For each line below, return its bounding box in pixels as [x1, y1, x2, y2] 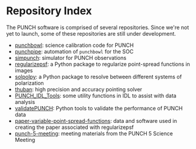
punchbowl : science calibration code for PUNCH [14, 42, 134, 49]
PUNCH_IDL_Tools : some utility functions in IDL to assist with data [14, 92, 177, 99]
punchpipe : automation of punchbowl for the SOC [14, 47, 134, 55]
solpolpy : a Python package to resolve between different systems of [14, 73, 182, 80]
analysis [14, 98, 36, 105]
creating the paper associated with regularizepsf [14, 123, 134, 131]
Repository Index [6, 4, 92, 18]
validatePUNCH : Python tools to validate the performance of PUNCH [14, 104, 183, 112]
